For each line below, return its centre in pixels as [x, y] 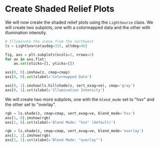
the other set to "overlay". [31, 104]
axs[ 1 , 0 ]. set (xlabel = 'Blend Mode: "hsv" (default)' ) [60, 122]
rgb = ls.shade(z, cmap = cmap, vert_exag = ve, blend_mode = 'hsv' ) [70, 113]
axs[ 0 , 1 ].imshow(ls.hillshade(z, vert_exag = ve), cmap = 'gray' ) [70, 86]
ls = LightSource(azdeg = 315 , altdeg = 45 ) [46, 46]
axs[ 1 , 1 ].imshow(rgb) [28, 136]
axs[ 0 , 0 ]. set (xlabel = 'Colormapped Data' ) [48, 77]
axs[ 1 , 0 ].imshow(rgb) [28, 118]
